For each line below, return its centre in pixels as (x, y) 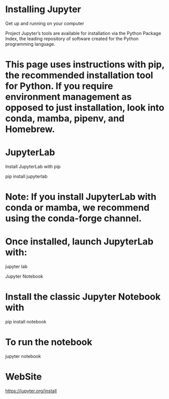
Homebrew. (30, 129)
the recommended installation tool (79, 75)
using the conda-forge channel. (74, 219)
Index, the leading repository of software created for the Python (72, 39)
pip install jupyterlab (26, 177)
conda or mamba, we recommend (77, 208)
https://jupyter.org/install (31, 391)
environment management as (69, 97)
